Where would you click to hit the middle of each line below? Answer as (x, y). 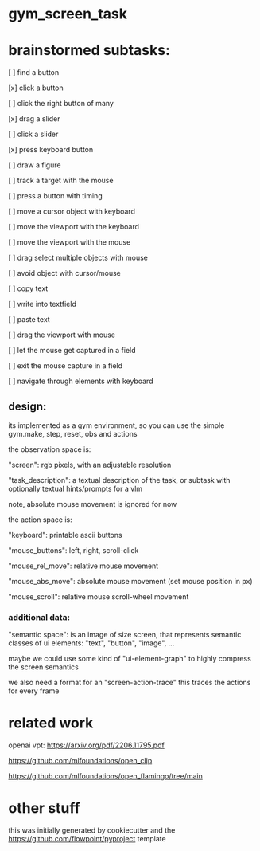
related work (51, 723)
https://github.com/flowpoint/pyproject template (87, 839)
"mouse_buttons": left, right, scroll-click (74, 550)
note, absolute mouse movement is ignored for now (93, 504)
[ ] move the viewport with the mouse (70, 242)
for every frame (34, 691)
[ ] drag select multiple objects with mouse (78, 258)
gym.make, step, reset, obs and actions (73, 433)
